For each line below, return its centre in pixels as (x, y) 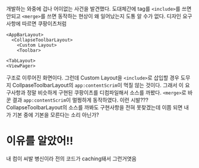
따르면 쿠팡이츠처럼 (44, 23)
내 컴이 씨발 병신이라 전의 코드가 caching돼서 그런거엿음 (71, 159)
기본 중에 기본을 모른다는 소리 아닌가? (56, 115)
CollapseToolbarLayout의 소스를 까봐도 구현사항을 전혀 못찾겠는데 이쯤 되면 (94, 107)
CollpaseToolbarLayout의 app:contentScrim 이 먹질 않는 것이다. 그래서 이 (98, 85)
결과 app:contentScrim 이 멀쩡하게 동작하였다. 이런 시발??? (80, 100)
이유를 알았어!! (40, 141)
